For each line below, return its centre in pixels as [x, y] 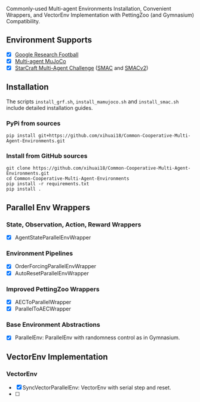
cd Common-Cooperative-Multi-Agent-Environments [68, 179]
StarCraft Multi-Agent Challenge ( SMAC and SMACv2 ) [81, 67]
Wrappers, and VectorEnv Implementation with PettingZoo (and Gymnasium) [100, 15]
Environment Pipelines [40, 253]
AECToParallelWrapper [43, 302]
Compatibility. [23, 21]
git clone [19, 168]
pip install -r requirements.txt [48, 184]
